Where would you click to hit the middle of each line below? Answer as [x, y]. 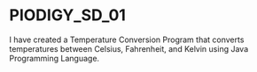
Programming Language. [55, 58]
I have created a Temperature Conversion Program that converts [127, 40]
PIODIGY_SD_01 [68, 15]
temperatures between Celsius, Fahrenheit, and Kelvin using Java [129, 48]
